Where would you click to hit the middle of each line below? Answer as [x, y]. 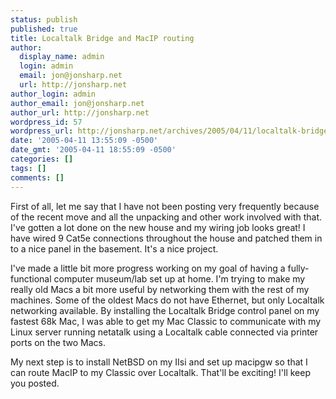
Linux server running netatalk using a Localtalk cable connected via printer [164, 332]
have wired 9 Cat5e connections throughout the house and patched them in [166, 238]
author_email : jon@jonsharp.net [77, 103]
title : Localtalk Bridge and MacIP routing [102, 38]
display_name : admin [62, 57]
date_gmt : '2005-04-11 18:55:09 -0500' [93, 150]
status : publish [44, 19]
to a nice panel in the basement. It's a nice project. [114, 248]
